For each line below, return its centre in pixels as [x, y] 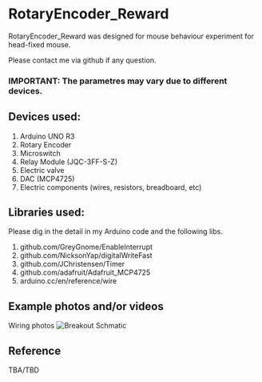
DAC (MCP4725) [47, 179]
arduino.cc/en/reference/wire [68, 281]
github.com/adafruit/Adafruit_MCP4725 [85, 272]
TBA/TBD [24, 370]
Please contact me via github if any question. [83, 60]
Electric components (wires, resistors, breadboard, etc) [111, 187]
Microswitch [40, 153]
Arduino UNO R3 [47, 136]
